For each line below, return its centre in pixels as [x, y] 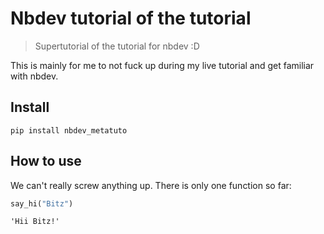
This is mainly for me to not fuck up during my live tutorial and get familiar [162, 65]
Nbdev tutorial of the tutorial [131, 18]
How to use [46, 161]
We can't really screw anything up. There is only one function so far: [151, 185]
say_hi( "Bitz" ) [42, 203]
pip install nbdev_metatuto [69, 130]
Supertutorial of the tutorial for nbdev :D [117, 46]
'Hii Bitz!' [35, 222]
